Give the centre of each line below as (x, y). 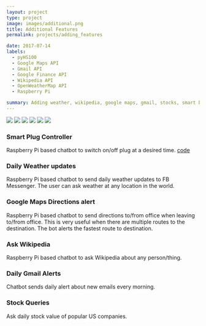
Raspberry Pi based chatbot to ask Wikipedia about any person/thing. (94, 258)
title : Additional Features (42, 29)
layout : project (27, 12)
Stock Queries (28, 303)
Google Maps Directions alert (51, 202)
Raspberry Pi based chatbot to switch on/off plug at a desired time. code (98, 150)
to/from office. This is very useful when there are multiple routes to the (96, 222)
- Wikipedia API (32, 80)
